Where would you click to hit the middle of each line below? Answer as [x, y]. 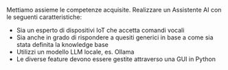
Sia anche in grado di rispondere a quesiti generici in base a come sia [115, 37]
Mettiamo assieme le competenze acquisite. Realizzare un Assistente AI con [114, 10]
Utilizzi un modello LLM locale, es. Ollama [75, 52]
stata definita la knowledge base [62, 45]
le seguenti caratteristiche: [44, 17]
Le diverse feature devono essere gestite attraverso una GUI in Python [116, 59]
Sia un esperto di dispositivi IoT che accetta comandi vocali [100, 30]
